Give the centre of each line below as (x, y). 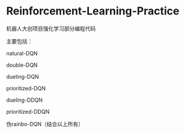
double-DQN (22, 65)
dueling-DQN (23, 76)
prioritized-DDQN (28, 111)
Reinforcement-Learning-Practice (93, 11)
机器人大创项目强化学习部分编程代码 (51, 28)
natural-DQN (22, 53)
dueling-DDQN (25, 100)
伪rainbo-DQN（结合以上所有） (45, 124)
